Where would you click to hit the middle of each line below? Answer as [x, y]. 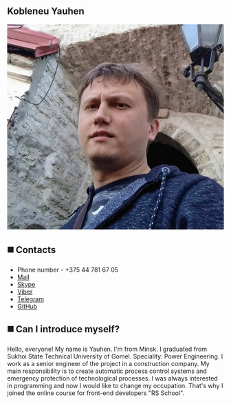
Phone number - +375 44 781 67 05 [68, 270]
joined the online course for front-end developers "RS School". [96, 393]
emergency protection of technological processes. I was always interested [112, 378]
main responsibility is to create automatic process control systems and [107, 371]
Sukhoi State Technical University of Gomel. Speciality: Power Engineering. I [115, 356]
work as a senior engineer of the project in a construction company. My [108, 363]
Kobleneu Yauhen [46, 11]
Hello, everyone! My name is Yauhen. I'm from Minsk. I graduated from [107, 349]
